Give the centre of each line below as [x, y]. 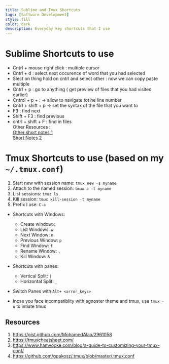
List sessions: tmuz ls [35, 194]
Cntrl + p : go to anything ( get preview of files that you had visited [82, 90]
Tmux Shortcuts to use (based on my [84, 158]
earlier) [20, 95]
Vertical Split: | [36, 276]
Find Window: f [36, 246]
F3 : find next [26, 111]
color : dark [18, 24]
